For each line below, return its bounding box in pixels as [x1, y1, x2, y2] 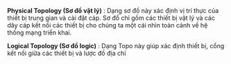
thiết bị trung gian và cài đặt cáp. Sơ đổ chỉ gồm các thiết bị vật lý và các [7, 14, 215, 22]
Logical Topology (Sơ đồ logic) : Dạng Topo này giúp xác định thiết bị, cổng [7, 42, 225, 50]
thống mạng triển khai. [7, 28, 71, 36]
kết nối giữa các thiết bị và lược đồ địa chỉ [7, 49, 126, 57]
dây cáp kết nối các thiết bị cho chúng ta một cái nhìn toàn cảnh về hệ [7, 21, 208, 29]
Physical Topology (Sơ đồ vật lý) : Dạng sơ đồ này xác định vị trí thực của [7, 7, 219, 14]
